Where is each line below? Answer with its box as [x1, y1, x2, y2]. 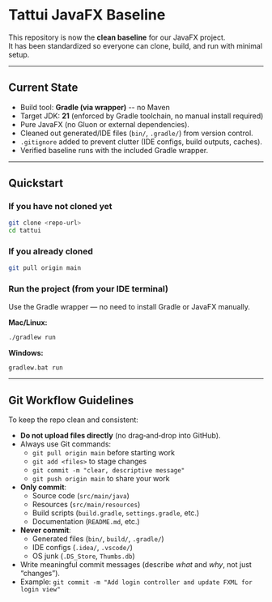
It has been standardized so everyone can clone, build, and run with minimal [8, 41, 263, 50]
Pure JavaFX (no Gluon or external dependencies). [19, 119, 190, 129]
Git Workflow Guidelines [8, 393, 134, 407]
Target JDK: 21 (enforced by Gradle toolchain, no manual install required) [19, 111, 264, 121]
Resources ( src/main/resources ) [32, 500, 141, 510]
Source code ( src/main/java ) [32, 491, 130, 501]
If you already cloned [8, 245, 93, 257]
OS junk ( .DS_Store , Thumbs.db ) [32, 551, 135, 561]
